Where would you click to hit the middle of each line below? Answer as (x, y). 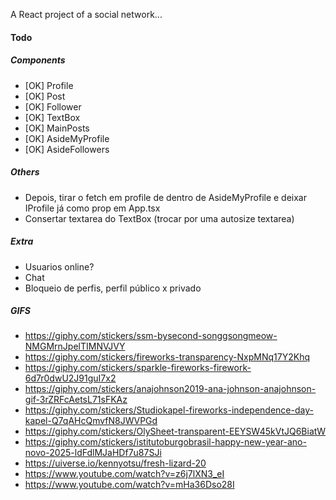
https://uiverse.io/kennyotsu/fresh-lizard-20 (115, 463)
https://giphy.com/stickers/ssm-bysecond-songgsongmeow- (151, 336)
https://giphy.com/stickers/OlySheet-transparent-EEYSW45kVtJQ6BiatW (175, 431)
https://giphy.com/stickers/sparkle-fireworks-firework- (138, 368)
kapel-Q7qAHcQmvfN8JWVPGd (91, 421)
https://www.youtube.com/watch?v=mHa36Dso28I (129, 485)
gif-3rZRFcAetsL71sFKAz (76, 400)
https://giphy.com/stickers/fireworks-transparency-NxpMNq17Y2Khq (167, 357)
